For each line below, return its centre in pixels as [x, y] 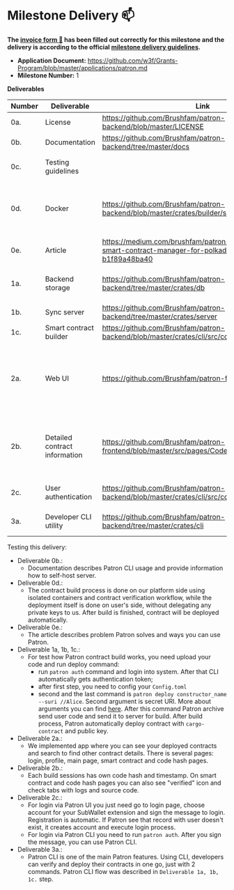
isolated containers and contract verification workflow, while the [120, 597]
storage [58, 287]
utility [54, 525]
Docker [57, 208]
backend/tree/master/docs [146, 146]
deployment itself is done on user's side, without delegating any [119, 605]
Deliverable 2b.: [40, 768]
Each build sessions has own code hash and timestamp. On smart [122, 775]
